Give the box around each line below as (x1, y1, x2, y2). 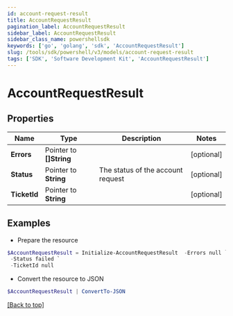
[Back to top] (7, 301, 44, 309)
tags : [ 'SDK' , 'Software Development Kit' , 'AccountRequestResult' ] (7, 56, 209, 63)
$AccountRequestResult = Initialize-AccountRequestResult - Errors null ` (7, 249, 228, 256)
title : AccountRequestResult (7, 17, 92, 24)
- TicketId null (10, 262, 54, 269)
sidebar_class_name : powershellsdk (7, 36, 110, 43)
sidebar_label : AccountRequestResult (7, 29, 116, 37)
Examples (7, 217, 51, 229)
